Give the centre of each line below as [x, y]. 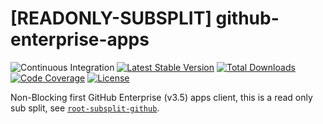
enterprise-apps [80, 39]
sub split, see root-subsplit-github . [85, 108]
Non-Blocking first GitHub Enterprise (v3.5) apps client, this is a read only [161, 97]
